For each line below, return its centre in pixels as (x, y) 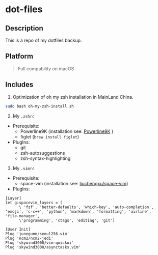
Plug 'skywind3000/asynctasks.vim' (43, 247)
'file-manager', (22, 216)
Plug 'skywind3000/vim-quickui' (39, 243)
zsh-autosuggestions (43, 153)
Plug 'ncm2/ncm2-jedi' (29, 238)
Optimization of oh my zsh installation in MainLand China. (73, 97)
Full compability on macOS (46, 68)
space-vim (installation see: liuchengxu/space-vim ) (74, 183)
